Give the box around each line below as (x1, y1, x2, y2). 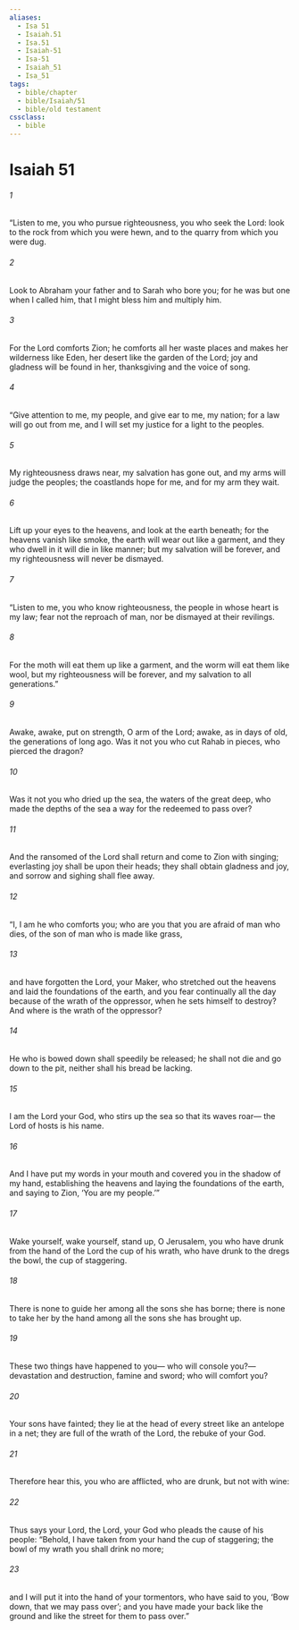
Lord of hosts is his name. (9, 1120, 104, 1132)
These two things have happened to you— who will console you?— (9, 1361, 256, 1371)
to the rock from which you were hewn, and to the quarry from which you (9, 227, 278, 238)
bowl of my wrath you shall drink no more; (9, 1543, 164, 1554)
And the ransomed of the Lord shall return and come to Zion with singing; (9, 852, 279, 862)
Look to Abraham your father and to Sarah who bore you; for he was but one (9, 284, 291, 295)
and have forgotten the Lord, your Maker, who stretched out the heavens (9, 976, 277, 987)
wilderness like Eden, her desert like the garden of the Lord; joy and (9, 352, 259, 362)
